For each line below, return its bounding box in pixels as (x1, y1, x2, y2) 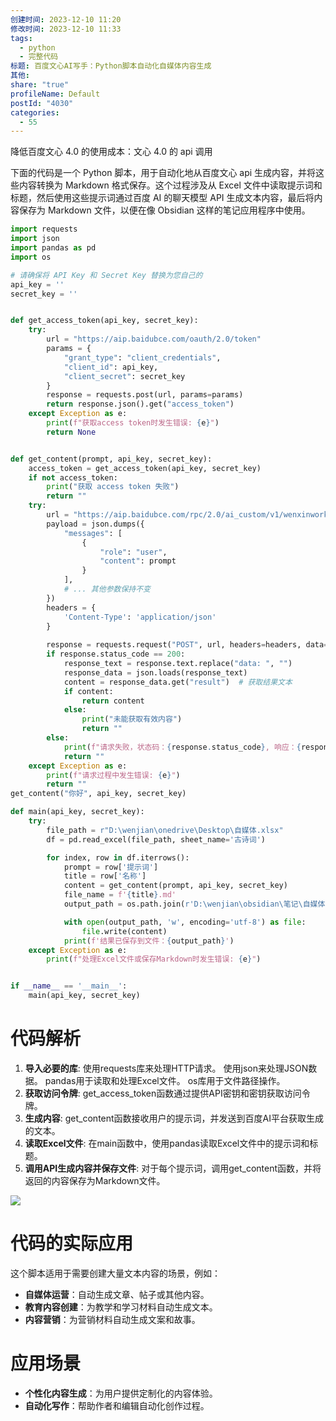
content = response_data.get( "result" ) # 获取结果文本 (63, 677, 293, 687)
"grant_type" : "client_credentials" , (63, 352, 222, 363)
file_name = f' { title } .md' (63, 890, 177, 900)
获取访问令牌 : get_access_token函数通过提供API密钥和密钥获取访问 (24, 1087, 302, 1099)
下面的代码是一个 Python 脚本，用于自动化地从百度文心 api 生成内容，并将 (10, 167, 317, 179)
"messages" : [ (63, 528, 123, 538)
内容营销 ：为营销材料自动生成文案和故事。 (24, 1313, 201, 1325)
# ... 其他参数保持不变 (63, 584, 151, 594)
